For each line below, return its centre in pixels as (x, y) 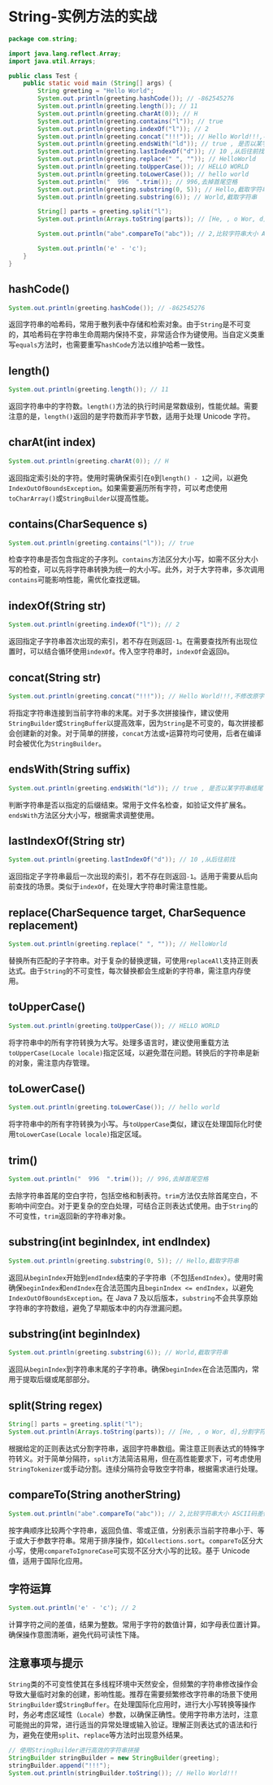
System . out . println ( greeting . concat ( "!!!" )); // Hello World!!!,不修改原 (133, 696)
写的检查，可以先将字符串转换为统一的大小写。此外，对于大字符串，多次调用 (136, 570)
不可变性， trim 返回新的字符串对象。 (69, 1216)
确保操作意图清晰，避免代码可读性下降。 (76, 1635)
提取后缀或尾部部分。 (58, 1380)
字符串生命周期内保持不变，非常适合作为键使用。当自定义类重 (161, 335)
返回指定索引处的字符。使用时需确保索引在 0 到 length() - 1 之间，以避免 (128, 478)
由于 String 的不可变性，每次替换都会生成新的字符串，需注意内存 (136, 970)
